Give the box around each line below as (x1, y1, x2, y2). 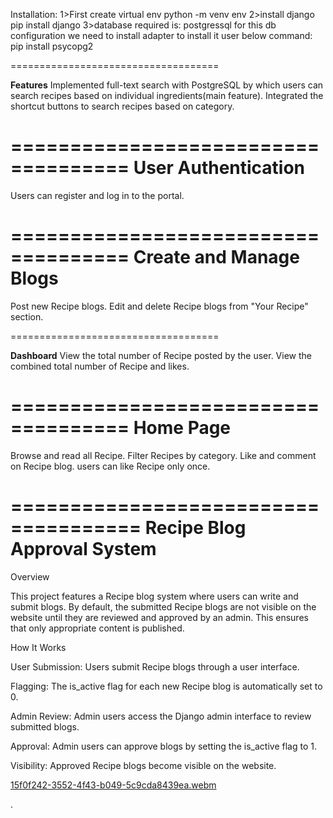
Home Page (133, 417, 232, 439)
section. (10, 310, 44, 323)
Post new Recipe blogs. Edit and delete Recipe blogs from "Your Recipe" (10, 300, 309, 312)
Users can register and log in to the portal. (10, 189, 185, 201)
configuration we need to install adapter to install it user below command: (10, 30, 313, 41)
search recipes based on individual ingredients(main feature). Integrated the (10, 90, 324, 101)
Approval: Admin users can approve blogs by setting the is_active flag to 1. (10, 740, 317, 752)
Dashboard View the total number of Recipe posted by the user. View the (10, 349, 312, 361)
